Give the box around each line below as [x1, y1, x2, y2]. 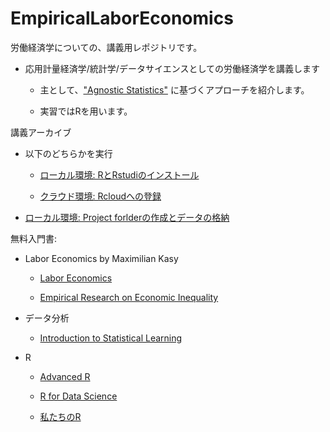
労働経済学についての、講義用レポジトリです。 [10, 41, 203, 53]
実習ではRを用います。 [39, 105, 133, 117]
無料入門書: [10, 232, 58, 244]
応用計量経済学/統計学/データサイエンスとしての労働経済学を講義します [24, 62, 321, 74]
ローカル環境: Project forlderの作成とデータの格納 [24, 211, 230, 223]
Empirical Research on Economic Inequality [39, 291, 219, 303]
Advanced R [39, 370, 91, 382]
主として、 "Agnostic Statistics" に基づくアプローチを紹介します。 [39, 83, 310, 96]
